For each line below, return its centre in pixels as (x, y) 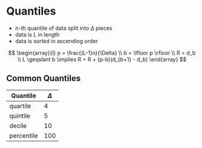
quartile (20, 106)
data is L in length (37, 34)
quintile (20, 116)
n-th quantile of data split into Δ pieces (64, 28)
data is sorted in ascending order (56, 41)
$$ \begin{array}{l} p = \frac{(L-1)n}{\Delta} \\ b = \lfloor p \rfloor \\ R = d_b (102, 52)
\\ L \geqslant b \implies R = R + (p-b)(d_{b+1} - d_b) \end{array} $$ (102, 59)
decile (18, 125)
